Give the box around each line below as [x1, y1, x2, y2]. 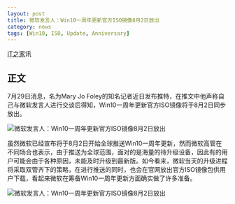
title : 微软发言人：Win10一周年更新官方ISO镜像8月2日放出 [7, 17, 159, 24]
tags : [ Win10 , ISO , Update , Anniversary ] [7, 29, 130, 37]
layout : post [7, 10, 45, 17]
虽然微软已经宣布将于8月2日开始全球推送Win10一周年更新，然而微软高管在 [7, 139, 222, 147]
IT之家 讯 [7, 50, 31, 58]
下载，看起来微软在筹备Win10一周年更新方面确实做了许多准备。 [13, 174, 197, 182]
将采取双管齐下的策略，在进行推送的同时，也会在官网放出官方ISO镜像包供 [7, 166, 220, 174]
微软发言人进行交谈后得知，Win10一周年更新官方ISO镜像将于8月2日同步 [19, 101, 227, 109]
